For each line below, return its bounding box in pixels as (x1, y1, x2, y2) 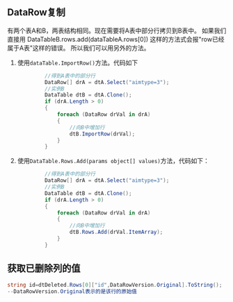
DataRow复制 (7, 6, 66, 19)
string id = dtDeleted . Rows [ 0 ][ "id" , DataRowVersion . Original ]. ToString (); (7, 281, 223, 288)
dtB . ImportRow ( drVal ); (69, 131, 136, 137)
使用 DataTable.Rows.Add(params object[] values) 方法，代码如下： (17, 157, 210, 165)
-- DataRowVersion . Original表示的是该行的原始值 (7, 287, 137, 295)
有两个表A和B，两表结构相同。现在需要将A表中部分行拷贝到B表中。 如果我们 (7, 26, 227, 35)
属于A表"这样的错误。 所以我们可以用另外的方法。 (7, 44, 151, 52)
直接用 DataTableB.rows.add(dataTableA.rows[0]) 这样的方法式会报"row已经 (7, 35, 225, 43)
